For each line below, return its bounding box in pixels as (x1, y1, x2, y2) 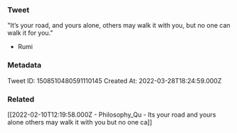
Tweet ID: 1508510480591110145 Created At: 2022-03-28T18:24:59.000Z (7, 76, 222, 85)
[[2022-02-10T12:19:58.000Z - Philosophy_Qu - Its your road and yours (7, 110, 216, 119)
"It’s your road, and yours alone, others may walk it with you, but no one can (7, 21, 231, 30)
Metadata (7, 60, 41, 70)
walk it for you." (7, 28, 53, 37)
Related (7, 94, 35, 104)
